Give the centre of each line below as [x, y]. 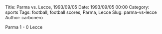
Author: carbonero [24, 17]
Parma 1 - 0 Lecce [24, 27]
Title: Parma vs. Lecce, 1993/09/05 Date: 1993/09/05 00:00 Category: [77, 7]
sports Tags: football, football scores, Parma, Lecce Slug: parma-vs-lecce [81, 12]
